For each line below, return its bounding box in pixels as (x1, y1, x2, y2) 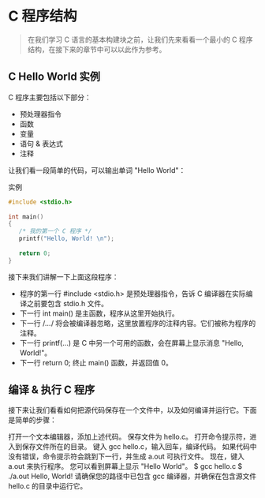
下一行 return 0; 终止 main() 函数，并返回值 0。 (19, 358, 174, 367)
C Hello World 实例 (8, 70, 101, 84)
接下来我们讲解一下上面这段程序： (8, 271, 119, 281)
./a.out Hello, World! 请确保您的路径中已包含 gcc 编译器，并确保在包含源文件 (8, 471, 257, 481)
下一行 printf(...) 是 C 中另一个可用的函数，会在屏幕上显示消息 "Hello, (19, 338, 244, 347)
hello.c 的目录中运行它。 (8, 481, 88, 491)
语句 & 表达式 (19, 139, 63, 148)
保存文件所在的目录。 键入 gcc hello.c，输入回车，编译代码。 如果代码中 (21, 442, 257, 451)
